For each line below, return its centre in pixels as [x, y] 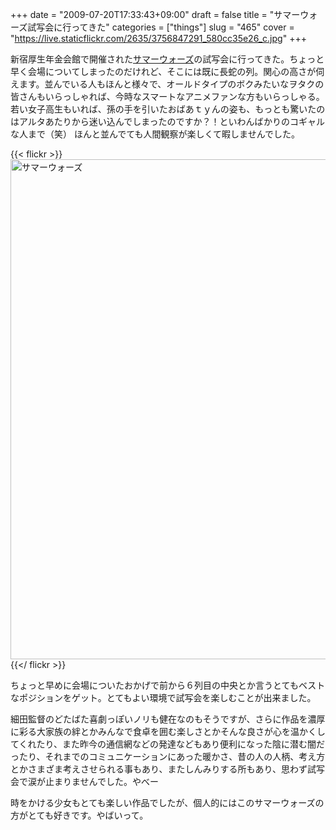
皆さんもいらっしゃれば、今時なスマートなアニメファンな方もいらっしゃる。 [167, 96]
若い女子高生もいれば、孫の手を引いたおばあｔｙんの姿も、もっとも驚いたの [168, 109]
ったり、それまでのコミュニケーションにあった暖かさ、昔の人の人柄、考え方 [168, 756]
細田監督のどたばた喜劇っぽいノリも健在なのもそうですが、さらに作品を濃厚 [168, 719]
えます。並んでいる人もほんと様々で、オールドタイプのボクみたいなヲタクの [167, 84]
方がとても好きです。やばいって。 [79, 815]
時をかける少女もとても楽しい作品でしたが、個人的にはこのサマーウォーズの [167, 802]
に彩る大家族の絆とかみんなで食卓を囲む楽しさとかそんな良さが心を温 [155, 731]
